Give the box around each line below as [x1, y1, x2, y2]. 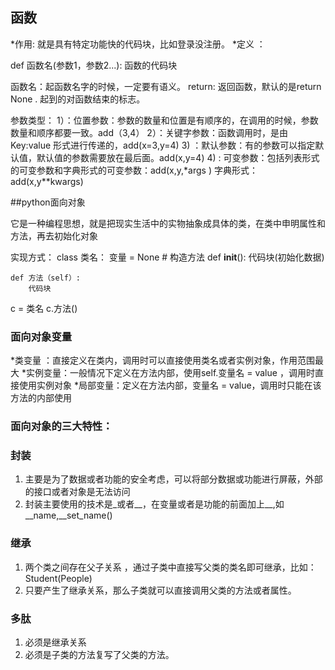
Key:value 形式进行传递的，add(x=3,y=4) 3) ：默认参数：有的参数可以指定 [10, 139, 316, 151]
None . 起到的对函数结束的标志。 [10, 93, 146, 105]
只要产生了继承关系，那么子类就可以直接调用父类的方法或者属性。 [24, 584, 297, 596]
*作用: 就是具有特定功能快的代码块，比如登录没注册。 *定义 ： [10, 38, 266, 50]
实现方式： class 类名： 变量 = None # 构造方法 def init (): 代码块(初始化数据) [10, 251, 325, 263]
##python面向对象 [10, 196, 86, 208]
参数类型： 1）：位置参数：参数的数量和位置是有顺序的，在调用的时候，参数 [10, 114, 319, 126]
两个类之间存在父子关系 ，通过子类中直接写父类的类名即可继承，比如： [24, 561, 317, 573]
